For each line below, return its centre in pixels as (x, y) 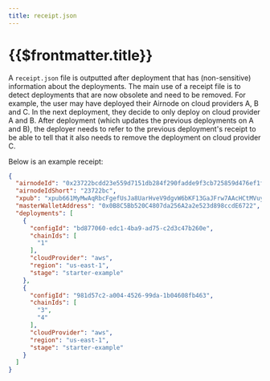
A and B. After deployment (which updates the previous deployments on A (131, 120)
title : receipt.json (43, 16)
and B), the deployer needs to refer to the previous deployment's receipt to (132, 128)
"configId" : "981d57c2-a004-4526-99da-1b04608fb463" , (122, 295)
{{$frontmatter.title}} (81, 55)
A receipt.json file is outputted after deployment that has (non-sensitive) (130, 78)
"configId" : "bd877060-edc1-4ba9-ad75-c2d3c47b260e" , (122, 228)
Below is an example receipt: (56, 161)
